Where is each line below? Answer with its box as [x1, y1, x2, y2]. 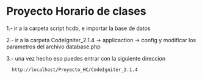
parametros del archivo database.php [6, 43, 101, 50]
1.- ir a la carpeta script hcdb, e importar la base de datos [6, 24, 151, 32]
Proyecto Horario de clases [6, 4, 146, 18]
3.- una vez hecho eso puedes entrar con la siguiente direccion [6, 55, 166, 62]
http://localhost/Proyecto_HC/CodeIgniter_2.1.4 [12, 66, 138, 73]
